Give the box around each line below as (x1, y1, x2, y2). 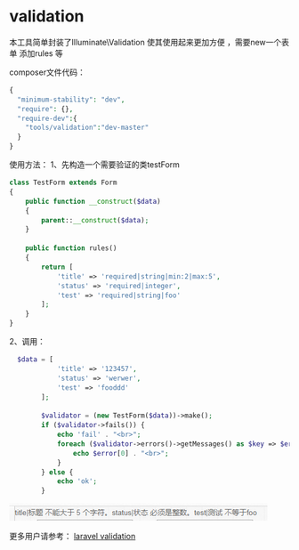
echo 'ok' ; (56, 477, 98, 486)
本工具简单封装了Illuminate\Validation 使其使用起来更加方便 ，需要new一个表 (9, 36, 290, 47)
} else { (41, 467, 74, 477)
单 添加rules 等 (9, 47, 64, 59)
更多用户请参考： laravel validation (9, 531, 136, 542)
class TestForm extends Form (9, 178, 117, 188)
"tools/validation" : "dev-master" (25, 123, 149, 133)
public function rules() (25, 244, 117, 253)
